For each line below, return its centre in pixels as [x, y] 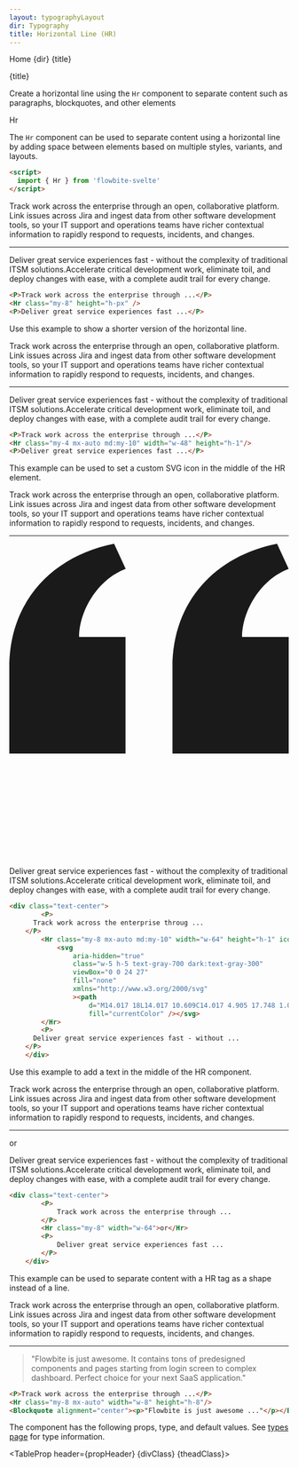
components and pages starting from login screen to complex [144, 1368]
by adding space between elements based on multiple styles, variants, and [146, 147]
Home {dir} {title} [41, 60]
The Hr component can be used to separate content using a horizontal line [145, 138]
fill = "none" [94, 981]
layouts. [24, 156]
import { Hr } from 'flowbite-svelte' [89, 181]
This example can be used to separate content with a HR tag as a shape [141, 1278]
